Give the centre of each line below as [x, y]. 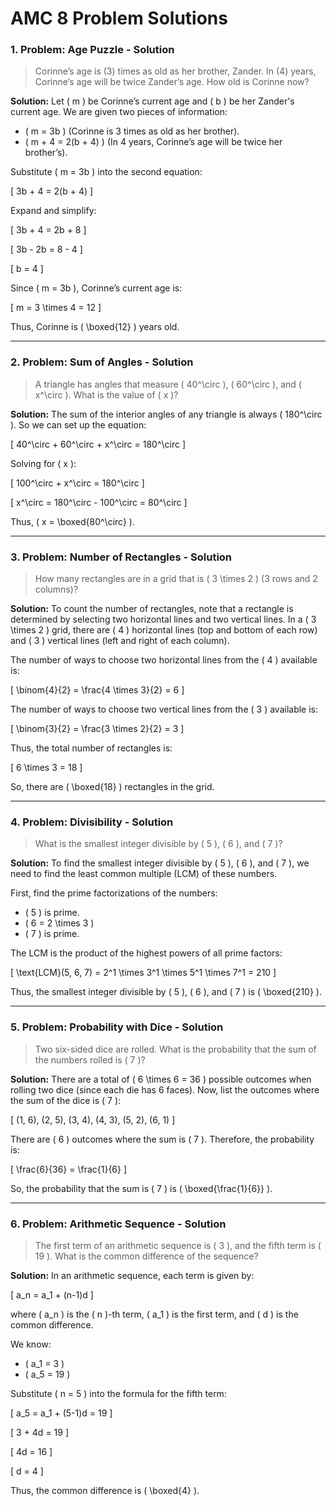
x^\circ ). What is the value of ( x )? [106, 394]
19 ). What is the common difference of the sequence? [146, 1256]
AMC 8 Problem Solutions [119, 18]
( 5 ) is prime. [52, 913]
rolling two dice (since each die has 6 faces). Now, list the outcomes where [165, 1089]
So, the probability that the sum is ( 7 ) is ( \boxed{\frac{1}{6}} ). [141, 1188]
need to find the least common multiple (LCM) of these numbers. [144, 874]
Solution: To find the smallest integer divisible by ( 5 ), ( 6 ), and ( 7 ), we [160, 863]
